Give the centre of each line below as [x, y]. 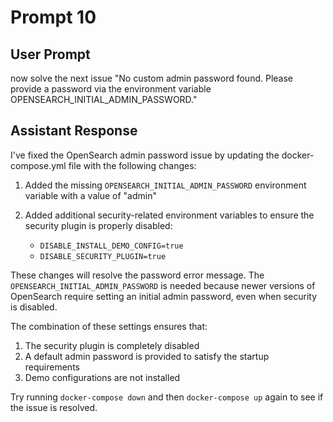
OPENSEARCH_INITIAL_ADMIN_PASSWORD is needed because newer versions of [163, 285]
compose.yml [38, 165]
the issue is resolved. [54, 407]
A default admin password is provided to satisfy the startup [147, 356]
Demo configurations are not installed [102, 377]
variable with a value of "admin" [90, 195]
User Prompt [50, 54]
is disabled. [34, 307]
